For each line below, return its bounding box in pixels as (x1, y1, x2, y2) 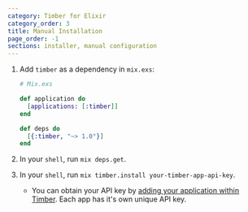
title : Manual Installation (7, 27, 103, 35)
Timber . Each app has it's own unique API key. (31, 194, 187, 204)
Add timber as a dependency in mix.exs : (19, 64, 155, 74)
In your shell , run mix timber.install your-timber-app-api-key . (19, 170, 236, 180)
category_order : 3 (7, 19, 70, 28)
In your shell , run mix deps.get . (19, 154, 127, 164)
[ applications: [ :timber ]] (27, 102, 119, 110)
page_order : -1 (7, 34, 59, 43)
